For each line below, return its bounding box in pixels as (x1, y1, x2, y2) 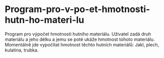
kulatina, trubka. (5, 47, 39, 53)
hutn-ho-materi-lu (5, 14, 85, 26)
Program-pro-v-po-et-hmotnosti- (5, 4, 151, 15)
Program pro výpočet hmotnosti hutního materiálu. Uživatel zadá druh (5, 31, 151, 37)
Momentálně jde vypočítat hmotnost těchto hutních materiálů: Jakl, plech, (5, 41, 159, 47)
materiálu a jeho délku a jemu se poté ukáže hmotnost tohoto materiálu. (5, 36, 155, 42)
